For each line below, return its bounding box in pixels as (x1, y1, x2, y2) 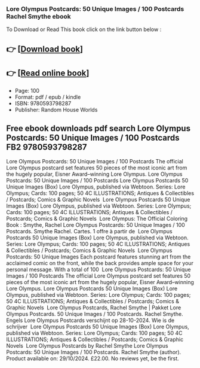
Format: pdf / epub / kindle (14, 93, 81, 101)
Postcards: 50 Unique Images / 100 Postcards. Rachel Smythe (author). (6, 349, 181, 356)
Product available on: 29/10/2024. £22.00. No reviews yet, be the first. (6, 355, 179, 362)
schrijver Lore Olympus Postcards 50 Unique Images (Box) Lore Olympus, (6, 323, 189, 330)
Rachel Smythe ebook (6, 12, 71, 20)
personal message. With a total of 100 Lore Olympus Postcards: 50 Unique (6, 266, 191, 273)
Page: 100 (14, 87, 40, 94)
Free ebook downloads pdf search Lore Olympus (6, 123, 191, 133)
